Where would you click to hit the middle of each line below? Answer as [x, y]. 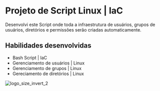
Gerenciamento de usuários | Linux [48, 63]
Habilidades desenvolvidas [48, 46]
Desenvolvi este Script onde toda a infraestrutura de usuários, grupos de [80, 24]
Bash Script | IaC [30, 57]
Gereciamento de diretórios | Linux [48, 73]
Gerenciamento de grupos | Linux [47, 68]
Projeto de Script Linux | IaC [64, 11]
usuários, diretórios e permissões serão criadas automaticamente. [73, 29]
